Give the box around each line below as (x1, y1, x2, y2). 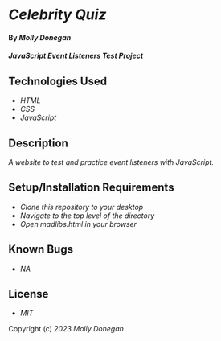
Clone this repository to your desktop (19, 202, 144, 212)
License (8, 287, 49, 301)
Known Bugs (8, 243, 74, 257)
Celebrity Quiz (8, 6, 107, 24)
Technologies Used (8, 74, 107, 88)
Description (8, 136, 68, 150)
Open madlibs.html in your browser (19, 219, 137, 228)
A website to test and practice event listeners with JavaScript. (8, 158, 215, 166)
